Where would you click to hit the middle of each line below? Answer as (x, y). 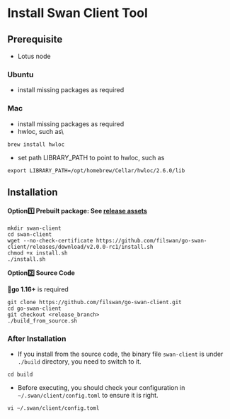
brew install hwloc (36, 144)
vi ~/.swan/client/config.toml (53, 408)
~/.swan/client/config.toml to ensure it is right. (88, 396)
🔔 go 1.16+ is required (38, 289)
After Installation (37, 339)
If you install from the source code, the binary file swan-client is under (120, 354)
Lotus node (34, 56)
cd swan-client (30, 235)
